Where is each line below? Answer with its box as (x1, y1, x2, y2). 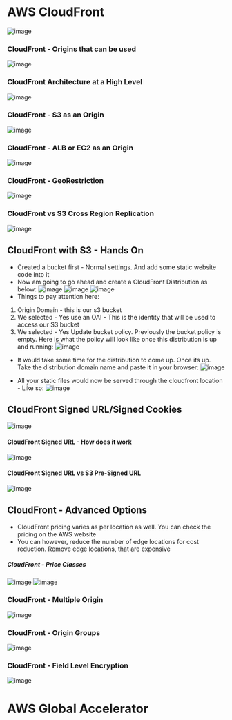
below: (17, 284, 37, 293)
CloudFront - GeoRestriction (7, 176, 104, 186)
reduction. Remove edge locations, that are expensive (17, 545, 171, 553)
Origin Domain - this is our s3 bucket (17, 305, 122, 314)
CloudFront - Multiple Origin (7, 595, 104, 605)
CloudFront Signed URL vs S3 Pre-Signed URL (7, 469, 142, 477)
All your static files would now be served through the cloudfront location (17, 376, 223, 385)
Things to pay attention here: (17, 292, 100, 300)
